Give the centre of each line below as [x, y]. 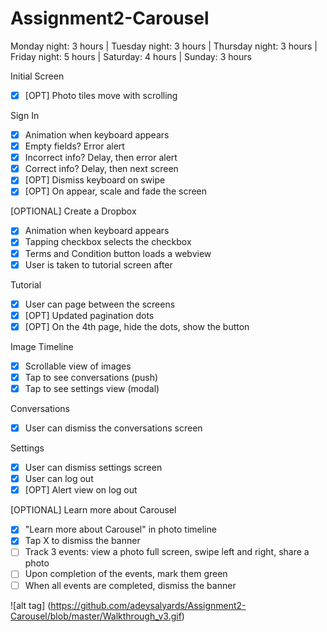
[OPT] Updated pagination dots [89, 315]
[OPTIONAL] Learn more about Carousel [93, 510]
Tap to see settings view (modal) [92, 388]
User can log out [59, 479]
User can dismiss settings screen [93, 468]
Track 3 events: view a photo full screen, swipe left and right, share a [167, 552]
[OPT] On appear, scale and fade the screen [116, 191]
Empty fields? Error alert [74, 146]
